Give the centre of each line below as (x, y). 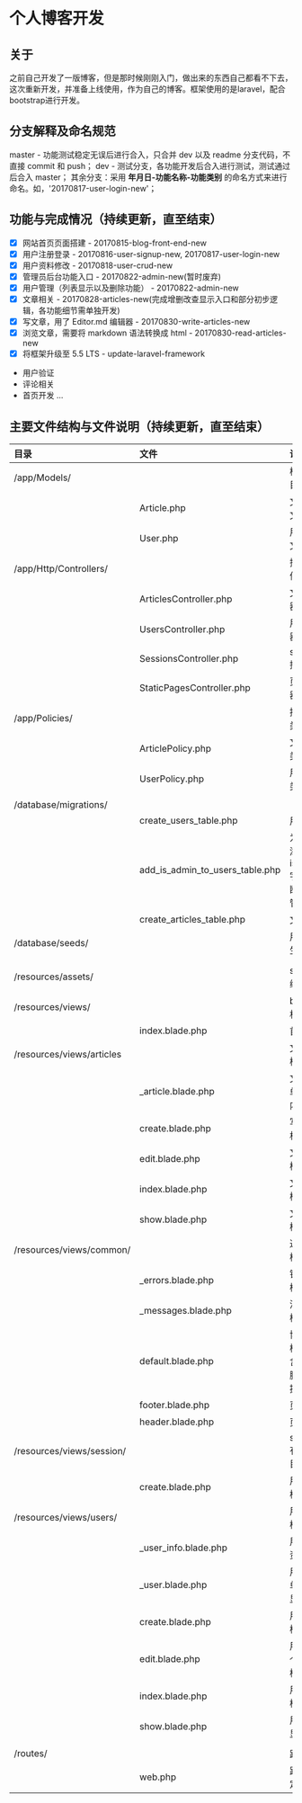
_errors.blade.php (176, 1280)
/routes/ (31, 1753)
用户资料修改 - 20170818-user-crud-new (98, 265)
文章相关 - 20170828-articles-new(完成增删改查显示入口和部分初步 (146, 299)
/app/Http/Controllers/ (61, 569)
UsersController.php (182, 629)
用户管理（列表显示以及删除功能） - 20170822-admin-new (131, 288)
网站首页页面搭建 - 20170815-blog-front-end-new (114, 243)
